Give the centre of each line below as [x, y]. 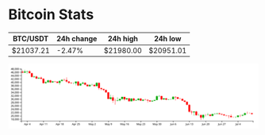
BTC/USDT [31, 39]
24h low [167, 39]
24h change [77, 39]
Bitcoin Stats [51, 15]
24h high [123, 39]
